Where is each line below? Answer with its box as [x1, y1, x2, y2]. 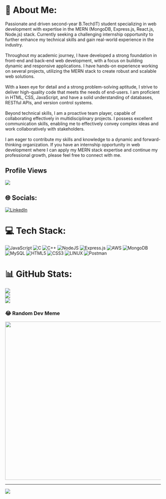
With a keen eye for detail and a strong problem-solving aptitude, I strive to [5, 84, 158, 90]
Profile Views [5, 167, 47, 175]
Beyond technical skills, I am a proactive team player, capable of [5, 110, 136, 116]
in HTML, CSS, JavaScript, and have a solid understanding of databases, [5, 94, 153, 100]
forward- [142, 136, 161, 142]
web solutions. [5, 73, 35, 79]
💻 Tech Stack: [5, 225, 66, 236]
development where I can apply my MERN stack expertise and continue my [5, 147, 158, 153]
